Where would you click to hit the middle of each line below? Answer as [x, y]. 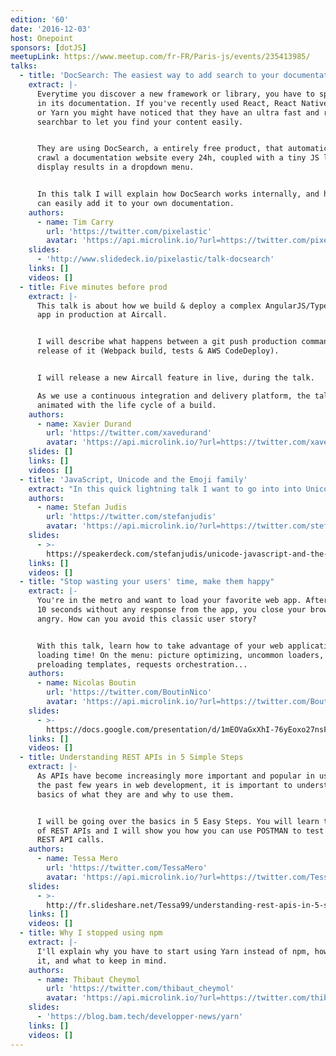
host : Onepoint [42, 38]
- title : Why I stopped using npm [91, 933]
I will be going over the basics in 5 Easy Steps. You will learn [178, 821]
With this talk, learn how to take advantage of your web [160, 646]
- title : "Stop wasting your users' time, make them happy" [147, 582]
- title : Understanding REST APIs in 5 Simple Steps [131, 757]
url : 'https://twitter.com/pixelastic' [129, 231]
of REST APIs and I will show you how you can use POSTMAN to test [180, 831]
